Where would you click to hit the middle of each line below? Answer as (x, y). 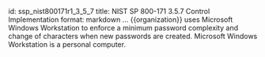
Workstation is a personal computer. (67, 45)
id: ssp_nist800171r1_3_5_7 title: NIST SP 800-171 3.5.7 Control (109, 11)
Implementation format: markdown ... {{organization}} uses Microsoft (121, 20)
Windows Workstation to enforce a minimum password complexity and (123, 28)
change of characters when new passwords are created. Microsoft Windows (133, 36)
